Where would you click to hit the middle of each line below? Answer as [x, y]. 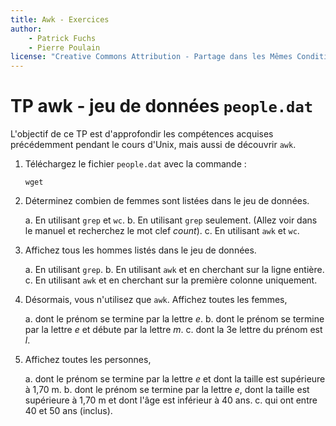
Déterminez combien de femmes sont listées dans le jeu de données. [167, 201]
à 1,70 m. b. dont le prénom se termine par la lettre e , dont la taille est [167, 390]
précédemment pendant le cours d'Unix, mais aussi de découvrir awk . [153, 145]
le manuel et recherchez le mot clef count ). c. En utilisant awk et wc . [162, 231]
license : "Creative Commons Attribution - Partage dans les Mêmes [151, 57]
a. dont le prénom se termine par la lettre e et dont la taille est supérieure [175, 379]
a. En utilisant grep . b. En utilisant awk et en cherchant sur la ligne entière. [174, 270]
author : [26, 29]
